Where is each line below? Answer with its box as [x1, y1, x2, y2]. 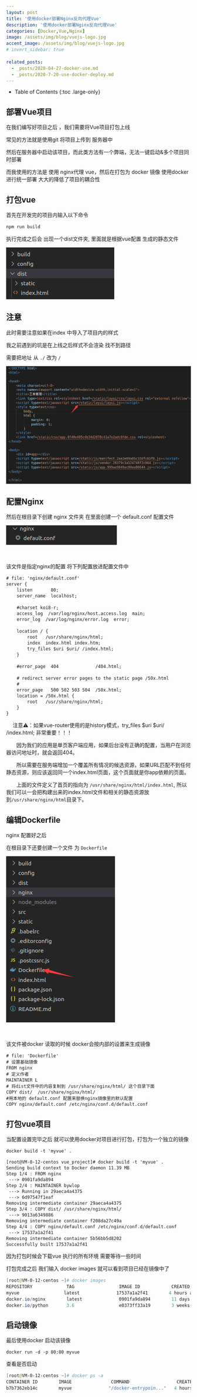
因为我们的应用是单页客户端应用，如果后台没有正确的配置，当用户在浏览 [16, 742, 191, 749]
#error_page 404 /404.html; [16, 664, 122, 670]
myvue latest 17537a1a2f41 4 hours [6, 1290, 188, 1296]
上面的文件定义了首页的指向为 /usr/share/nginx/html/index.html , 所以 [16, 781, 188, 788]
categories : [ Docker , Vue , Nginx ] [6, 28, 85, 34]
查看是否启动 [6, 1361, 37, 1368]
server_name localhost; [16, 593, 77, 599]
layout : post [6, 9, 38, 15]
